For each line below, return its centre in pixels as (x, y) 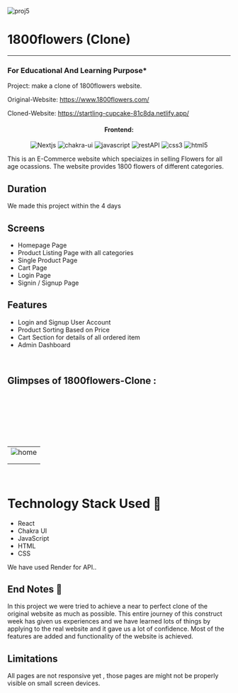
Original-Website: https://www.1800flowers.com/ (79, 100)
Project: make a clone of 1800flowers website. (75, 86)
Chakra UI (32, 531)
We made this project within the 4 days (64, 206)
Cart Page (32, 268)
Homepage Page (42, 245)
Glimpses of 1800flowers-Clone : (82, 381)
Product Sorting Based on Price (63, 329)
